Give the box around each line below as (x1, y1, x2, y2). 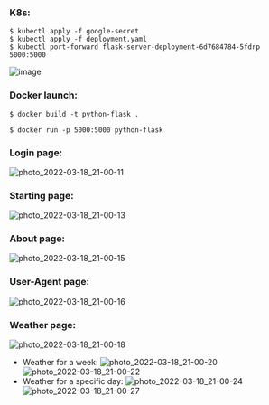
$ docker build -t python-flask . (9, 109, 140, 118)
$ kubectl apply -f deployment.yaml (9, 34, 147, 44)
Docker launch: (9, 89, 79, 101)
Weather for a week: (22, 357, 98, 368)
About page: (9, 232, 66, 245)
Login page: (9, 146, 63, 159)
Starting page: (9, 189, 74, 202)
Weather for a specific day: (22, 376, 124, 387)
